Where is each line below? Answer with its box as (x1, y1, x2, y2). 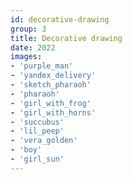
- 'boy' (10, 145, 43, 155)
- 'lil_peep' (10, 126, 65, 136)
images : (10, 52, 43, 62)
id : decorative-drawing (10, 14, 110, 25)
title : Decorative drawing (10, 33, 123, 43)
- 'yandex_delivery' (10, 71, 97, 81)
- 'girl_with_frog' (10, 98, 92, 108)
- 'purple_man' (10, 61, 74, 71)
